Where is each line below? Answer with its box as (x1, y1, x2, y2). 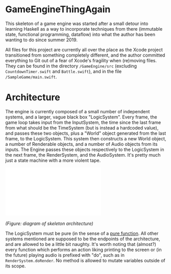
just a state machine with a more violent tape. (5, 157, 101, 163)
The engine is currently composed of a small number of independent (5, 108, 150, 114)
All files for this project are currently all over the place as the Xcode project (5, 46, 163, 53)
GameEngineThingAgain (5, 4, 111, 15)
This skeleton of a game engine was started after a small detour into (5, 20, 149, 27)
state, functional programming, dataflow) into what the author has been (5, 31, 156, 37)
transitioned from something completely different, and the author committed (5, 52, 165, 58)
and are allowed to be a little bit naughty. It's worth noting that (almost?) (5, 241, 157, 247)
